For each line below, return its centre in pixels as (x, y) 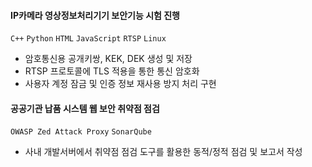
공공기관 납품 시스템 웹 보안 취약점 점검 (85, 108)
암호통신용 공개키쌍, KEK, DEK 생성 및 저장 (108, 59)
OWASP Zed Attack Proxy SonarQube (81, 132)
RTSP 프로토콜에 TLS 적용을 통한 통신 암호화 (112, 71)
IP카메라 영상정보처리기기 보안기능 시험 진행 (95, 15)
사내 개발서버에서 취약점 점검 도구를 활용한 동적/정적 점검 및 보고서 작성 (163, 152)
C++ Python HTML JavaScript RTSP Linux (88, 39)
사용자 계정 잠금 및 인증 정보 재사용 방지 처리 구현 (120, 84)
